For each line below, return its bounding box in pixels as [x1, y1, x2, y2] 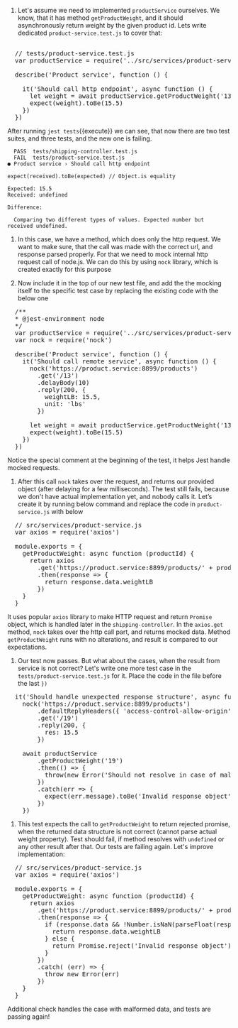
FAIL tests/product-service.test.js [13, 154, 125, 161]
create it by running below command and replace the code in [17, 500, 196, 508]
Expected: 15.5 [7, 185, 52, 192]
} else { [45, 935, 75, 943]
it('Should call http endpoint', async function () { [22, 85, 213, 93]
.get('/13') [37, 372, 79, 379]
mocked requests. [7, 464, 60, 471]
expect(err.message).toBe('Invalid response [45, 792, 202, 800]
